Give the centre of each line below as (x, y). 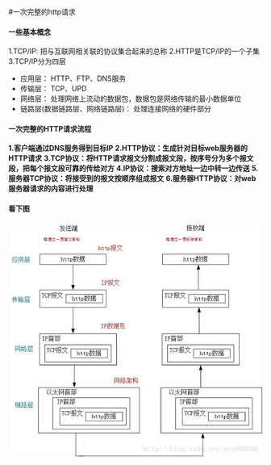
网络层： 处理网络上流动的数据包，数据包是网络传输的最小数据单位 (131, 98)
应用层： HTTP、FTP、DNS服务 (73, 78)
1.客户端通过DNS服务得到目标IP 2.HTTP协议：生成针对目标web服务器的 (128, 149)
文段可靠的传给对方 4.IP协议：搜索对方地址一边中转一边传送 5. (154, 169)
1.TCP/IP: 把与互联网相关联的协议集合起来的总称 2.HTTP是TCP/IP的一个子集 (134, 52)
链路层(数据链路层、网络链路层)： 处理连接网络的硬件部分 (115, 109)
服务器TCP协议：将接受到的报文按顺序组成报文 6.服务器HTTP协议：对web (132, 178)
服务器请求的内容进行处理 (51, 189)
